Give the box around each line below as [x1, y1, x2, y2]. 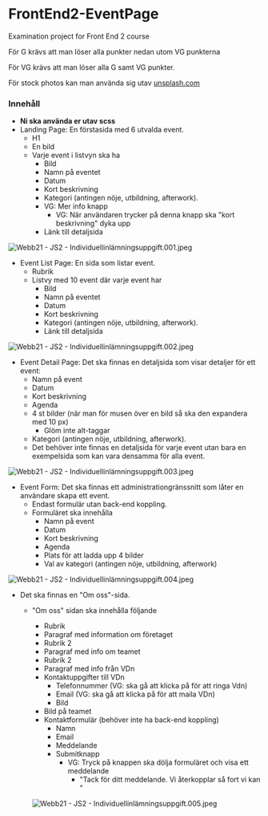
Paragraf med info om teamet [43, 647, 142, 656]
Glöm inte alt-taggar [43, 426, 110, 436]
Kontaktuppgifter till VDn [43, 672, 126, 682]
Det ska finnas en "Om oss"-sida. [19, 591, 130, 600]
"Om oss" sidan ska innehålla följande [31, 606, 158, 615]
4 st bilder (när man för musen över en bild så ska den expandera [31, 408, 248, 418]
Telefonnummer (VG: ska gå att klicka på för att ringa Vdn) [55, 681, 248, 691]
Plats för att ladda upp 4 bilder [43, 550, 144, 560]
